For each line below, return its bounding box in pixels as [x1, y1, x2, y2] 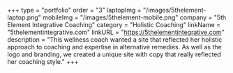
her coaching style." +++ [7, 58, 79, 65]
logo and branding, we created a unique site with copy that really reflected [7, 50, 222, 58]
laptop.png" [7, 13, 42, 22]
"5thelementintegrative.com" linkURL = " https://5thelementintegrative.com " [7, 28, 225, 36]
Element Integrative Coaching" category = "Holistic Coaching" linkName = [7, 21, 221, 29]
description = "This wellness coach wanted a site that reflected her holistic [7, 35, 223, 44]
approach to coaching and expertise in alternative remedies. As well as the [7, 43, 222, 51]
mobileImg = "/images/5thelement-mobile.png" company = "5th [43, 13, 227, 22]
